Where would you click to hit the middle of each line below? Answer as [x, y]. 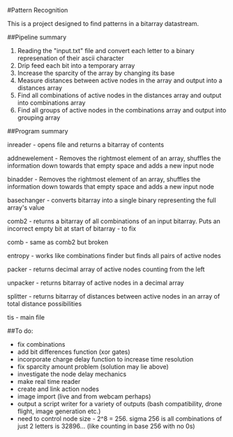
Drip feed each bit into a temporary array [76, 65]
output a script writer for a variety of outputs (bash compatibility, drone [120, 404]
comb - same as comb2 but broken [58, 242]
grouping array [39, 117]
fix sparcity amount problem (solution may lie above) [93, 367]
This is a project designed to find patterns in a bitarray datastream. [103, 23]
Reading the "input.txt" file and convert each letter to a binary [106, 51]
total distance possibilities [45, 304]
